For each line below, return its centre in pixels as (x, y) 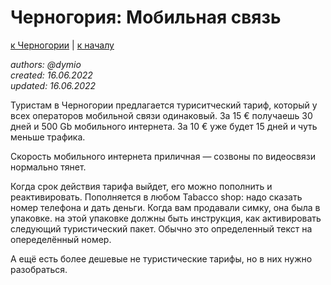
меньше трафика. (48, 137)
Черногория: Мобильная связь (146, 17)
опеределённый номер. (61, 239)
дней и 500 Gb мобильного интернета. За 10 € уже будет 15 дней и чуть (164, 126)
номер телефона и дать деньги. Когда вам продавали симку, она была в (165, 207)
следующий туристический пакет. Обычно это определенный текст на (161, 228)
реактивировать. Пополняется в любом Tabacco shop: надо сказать (156, 197)
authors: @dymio (46, 64)
